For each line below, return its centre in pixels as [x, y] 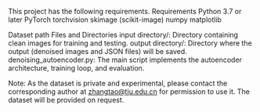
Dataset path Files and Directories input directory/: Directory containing [123, 35]
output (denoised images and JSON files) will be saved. [98, 51]
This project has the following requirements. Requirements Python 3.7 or [125, 11]
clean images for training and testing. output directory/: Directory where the [130, 43]
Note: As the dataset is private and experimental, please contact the [118, 83]
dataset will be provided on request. [66, 100]
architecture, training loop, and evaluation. [76, 68]
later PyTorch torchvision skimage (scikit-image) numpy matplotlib [115, 20]
